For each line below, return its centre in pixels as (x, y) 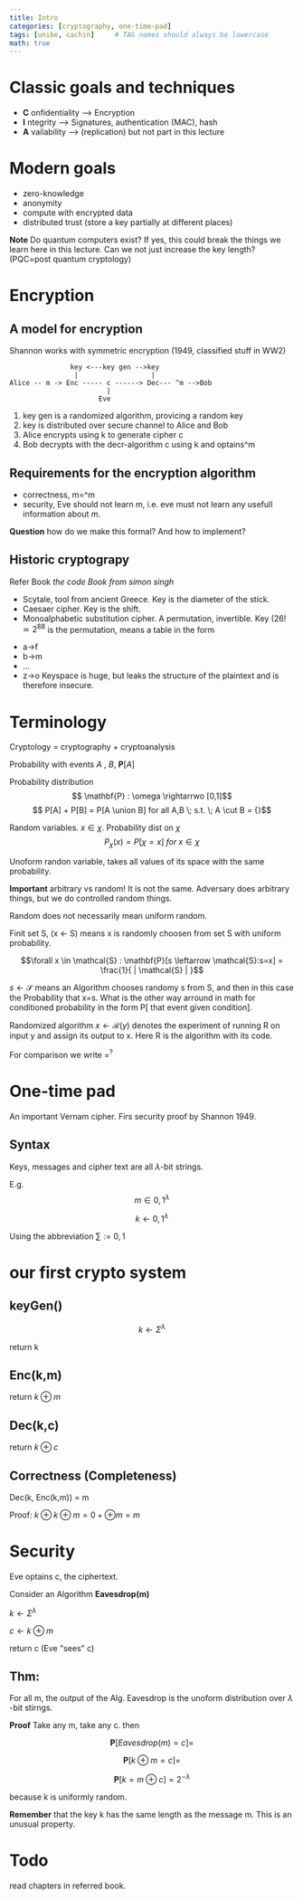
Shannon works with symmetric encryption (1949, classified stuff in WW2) (148, 351)
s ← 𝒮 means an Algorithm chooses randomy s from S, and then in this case (151, 988)
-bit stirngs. (31, 1708)
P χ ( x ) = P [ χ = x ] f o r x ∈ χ (152, 843)
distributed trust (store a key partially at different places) (128, 222)
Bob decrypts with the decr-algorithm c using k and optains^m (139, 445)
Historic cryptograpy (69, 560)
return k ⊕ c (34, 1447)
